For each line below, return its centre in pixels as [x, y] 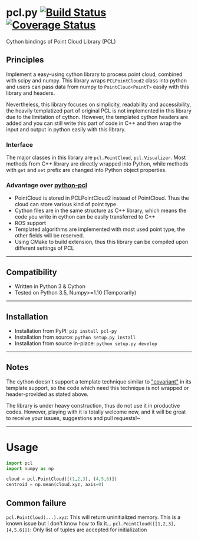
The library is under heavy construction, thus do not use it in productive [93, 405]
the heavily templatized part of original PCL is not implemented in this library [99, 110]
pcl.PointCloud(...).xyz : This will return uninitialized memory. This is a [93, 517]
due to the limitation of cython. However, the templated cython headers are [97, 117]
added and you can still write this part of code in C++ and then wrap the [94, 123]
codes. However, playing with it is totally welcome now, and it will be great [96, 412]
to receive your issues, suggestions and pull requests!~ [73, 418]
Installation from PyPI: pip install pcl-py [66, 330]
